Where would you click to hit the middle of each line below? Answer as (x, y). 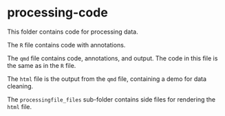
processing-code (57, 13)
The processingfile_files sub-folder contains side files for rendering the (111, 99)
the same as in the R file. (42, 65)
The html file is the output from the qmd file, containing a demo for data (107, 79)
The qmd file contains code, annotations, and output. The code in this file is (112, 58)
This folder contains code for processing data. (73, 32)
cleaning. (20, 86)
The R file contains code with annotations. (66, 45)
